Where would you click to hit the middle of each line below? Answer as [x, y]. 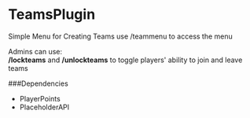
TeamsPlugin [52, 15]
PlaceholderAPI [44, 107]
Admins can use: [35, 51]
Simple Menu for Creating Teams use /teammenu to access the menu [121, 36]
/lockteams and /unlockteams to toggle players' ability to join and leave [125, 60]
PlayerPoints [40, 98]
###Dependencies [38, 83]
